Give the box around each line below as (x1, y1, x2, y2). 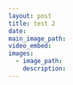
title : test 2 (8, 19, 56, 28)
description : (22, 65, 67, 73)
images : (8, 49, 34, 57)
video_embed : (8, 42, 52, 50)
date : (8, 27, 26, 35)
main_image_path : (8, 34, 67, 43)
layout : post (8, 11, 52, 20)
